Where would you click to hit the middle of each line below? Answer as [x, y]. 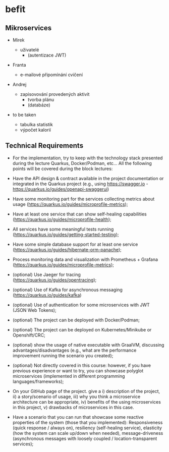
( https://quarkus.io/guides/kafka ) [47, 295]
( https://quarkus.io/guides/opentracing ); [54, 280]
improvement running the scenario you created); [63, 355]
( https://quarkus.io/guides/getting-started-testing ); [66, 234]
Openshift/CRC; [29, 335]
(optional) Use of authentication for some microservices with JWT [81, 305]
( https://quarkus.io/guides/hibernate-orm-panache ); [67, 249]
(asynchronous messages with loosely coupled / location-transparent [85, 438]
